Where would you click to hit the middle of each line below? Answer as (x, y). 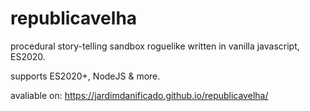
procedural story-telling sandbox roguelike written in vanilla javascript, (155, 46)
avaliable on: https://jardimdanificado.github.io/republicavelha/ (139, 95)
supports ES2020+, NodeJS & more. (85, 76)
